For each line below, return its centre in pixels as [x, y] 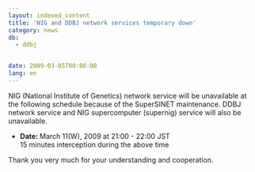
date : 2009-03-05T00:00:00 [53, 66]
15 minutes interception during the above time [94, 144]
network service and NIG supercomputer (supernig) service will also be [125, 112]
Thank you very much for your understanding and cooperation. [111, 159]
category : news [33, 30]
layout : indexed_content [49, 15]
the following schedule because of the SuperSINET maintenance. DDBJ [125, 104]
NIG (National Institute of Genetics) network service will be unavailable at [127, 95]
